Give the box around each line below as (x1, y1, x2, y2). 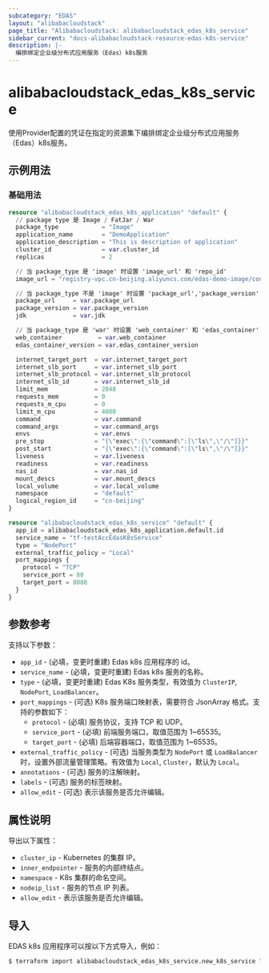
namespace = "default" (15, 489, 134, 497)
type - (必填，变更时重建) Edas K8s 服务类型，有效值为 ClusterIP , (19, 677, 238, 687)
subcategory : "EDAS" (8, 11, 78, 20)
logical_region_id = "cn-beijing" (15, 497, 146, 505)
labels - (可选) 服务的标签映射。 (19, 778, 126, 787)
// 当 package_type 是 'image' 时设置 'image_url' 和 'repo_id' (15, 267, 227, 275)
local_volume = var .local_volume (15, 482, 159, 490)
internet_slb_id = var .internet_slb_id (15, 378, 171, 386)
